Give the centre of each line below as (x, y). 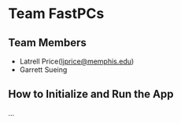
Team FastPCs (56, 14)
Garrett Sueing (43, 70)
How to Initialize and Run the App (91, 94)
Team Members (47, 43)
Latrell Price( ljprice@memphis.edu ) (77, 61)
